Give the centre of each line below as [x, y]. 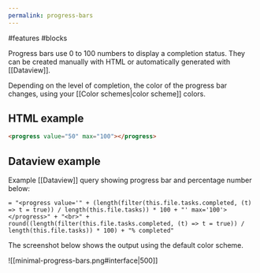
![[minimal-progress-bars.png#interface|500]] [83, 260]
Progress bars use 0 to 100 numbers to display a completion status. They [127, 53]
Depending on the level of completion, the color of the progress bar [118, 85]
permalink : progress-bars [50, 15]
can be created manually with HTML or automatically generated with [119, 62]
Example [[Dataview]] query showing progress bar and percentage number [130, 180]
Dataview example [54, 161]
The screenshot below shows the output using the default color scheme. [126, 245]
